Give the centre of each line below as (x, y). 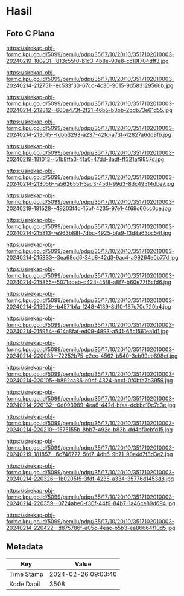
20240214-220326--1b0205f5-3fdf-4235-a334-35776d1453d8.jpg (90, 479)
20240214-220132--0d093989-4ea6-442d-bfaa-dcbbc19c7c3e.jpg (91, 405)
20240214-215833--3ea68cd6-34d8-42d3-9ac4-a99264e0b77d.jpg (92, 257)
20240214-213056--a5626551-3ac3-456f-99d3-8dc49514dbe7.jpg (90, 184)
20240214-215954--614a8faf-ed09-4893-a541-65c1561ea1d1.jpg (87, 331)
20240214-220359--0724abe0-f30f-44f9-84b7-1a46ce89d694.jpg (91, 503)
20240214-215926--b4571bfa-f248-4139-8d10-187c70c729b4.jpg (89, 306)
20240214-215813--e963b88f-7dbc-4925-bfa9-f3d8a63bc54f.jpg (89, 233)
